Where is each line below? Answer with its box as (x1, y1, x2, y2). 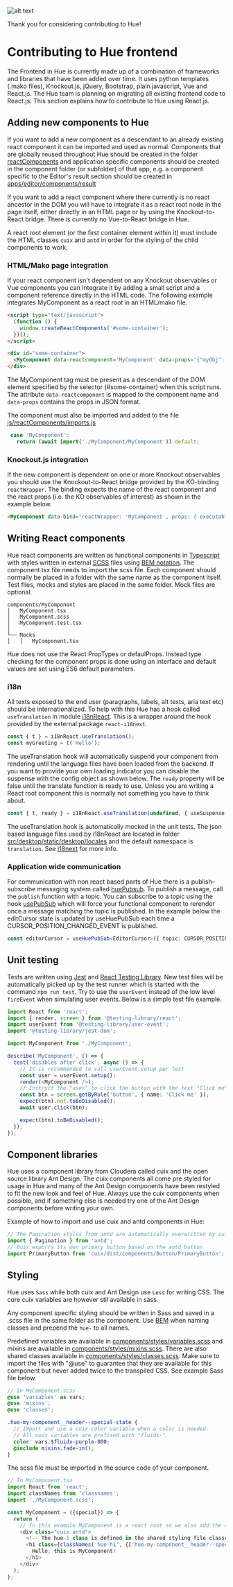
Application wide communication (7, 861, 121, 871)
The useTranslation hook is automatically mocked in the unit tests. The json (7, 822, 222, 830)
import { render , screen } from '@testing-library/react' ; (7, 1015, 182, 1022)
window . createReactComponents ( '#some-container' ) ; (19, 325, 169, 332)
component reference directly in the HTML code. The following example (7, 291, 214, 300)
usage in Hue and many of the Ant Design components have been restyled (7, 1182, 221, 1190)
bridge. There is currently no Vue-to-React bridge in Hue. (25, 215, 189, 223)
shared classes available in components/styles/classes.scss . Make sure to (7, 1351, 220, 1359)
